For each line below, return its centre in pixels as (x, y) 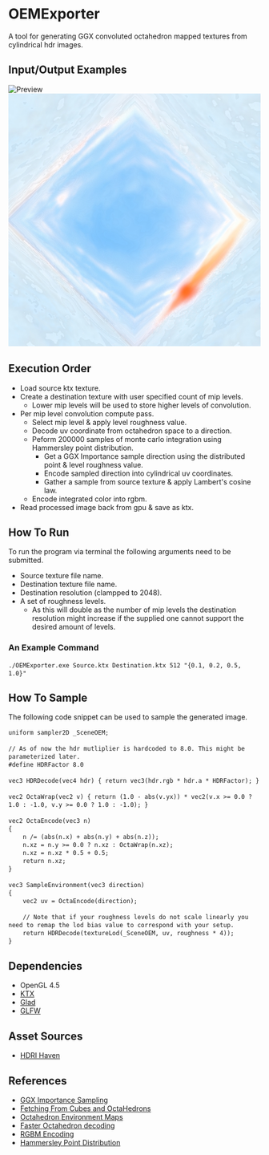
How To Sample (48, 698)
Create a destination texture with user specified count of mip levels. (131, 396)
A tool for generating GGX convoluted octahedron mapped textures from (128, 36)
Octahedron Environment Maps (71, 1116)
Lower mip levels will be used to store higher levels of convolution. (141, 405)
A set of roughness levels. (63, 602)
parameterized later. (44, 757)
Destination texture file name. (68, 584)
